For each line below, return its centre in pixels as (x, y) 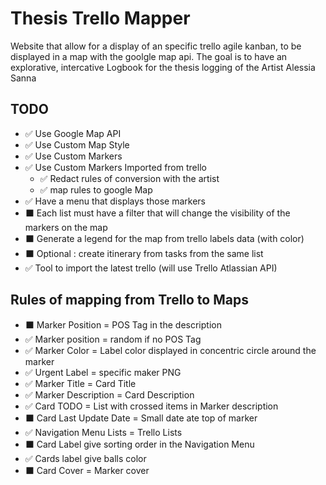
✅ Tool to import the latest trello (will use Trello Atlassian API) (151, 268)
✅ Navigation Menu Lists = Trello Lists (103, 432)
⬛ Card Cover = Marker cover (87, 470)
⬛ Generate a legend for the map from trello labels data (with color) (164, 238)
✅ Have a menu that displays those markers (115, 201)
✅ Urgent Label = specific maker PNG (103, 372)
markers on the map (66, 227)
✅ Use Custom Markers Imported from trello (115, 167)
